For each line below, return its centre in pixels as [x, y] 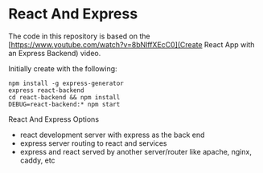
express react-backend [46, 90]
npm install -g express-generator [66, 83]
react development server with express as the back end [112, 135]
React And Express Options [53, 119]
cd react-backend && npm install [64, 97]
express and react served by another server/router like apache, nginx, [136, 151]
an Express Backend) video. [55, 53]
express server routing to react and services [93, 143]
